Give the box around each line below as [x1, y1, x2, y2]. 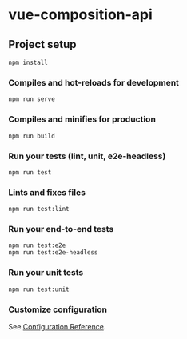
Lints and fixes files [8, 186, 86, 197]
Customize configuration [8, 304, 108, 315]
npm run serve [8, 95, 56, 103]
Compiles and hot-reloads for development [8, 77, 180, 88]
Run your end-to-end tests [8, 224, 114, 235]
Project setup [8, 38, 78, 51]
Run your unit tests [8, 267, 84, 278]
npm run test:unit [8, 285, 70, 293]
